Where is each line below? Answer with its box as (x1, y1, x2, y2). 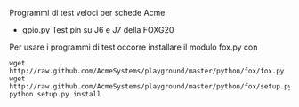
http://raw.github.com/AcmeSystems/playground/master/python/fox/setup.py (9, 82, 293, 91)
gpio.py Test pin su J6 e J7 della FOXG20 (21, 25, 174, 34)
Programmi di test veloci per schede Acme (9, 8, 166, 18)
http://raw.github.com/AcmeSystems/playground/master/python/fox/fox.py (9, 66, 285, 75)
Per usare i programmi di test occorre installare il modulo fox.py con (9, 42, 258, 52)
